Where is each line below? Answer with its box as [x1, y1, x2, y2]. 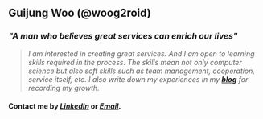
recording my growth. [27, 83, 101, 92]
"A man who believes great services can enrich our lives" [8, 31, 238, 42]
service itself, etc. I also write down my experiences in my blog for [27, 74, 249, 84]
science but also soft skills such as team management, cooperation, [27, 66, 256, 76]
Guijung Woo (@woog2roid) [8, 6, 151, 20]
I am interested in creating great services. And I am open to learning [27, 48, 255, 59]
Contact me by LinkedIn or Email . [8, 101, 121, 111]
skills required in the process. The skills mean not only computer [27, 57, 243, 67]
